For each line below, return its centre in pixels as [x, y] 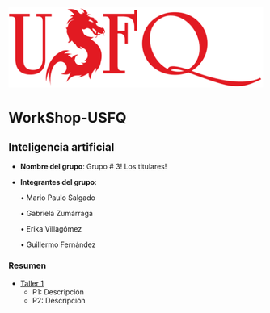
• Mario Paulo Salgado [57, 198]
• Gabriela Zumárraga [56, 214]
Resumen [27, 265]
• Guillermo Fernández [58, 244]
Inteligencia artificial [61, 147]
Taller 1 [32, 283]
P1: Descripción [58, 292]
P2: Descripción [59, 300]
